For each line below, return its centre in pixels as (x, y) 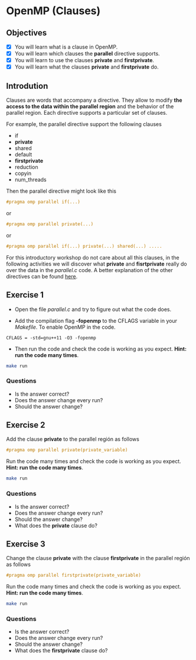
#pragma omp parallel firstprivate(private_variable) (74, 575)
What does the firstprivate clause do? (61, 651)
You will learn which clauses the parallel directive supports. (87, 54)
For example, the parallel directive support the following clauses (84, 124)
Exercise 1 (25, 295)
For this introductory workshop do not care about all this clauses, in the (93, 257)
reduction (26, 167)
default (23, 154)
